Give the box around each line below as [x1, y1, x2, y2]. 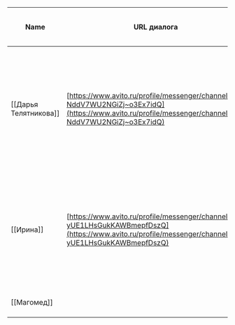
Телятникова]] [10, 109, 60, 118]
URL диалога [133, 22, 178, 32]
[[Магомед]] [10, 298, 54, 307]
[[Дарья [10, 99, 38, 109]
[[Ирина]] [10, 225, 44, 234]
